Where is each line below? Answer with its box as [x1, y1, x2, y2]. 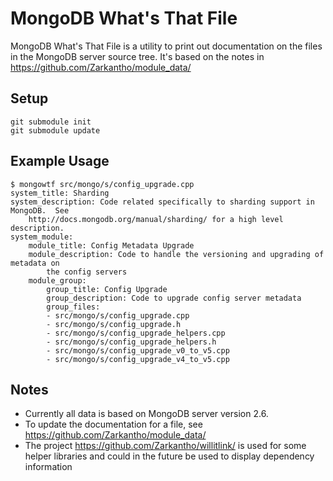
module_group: [28, 275, 87, 286]
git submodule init [10, 117, 92, 127]
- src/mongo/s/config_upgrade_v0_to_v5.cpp [46, 345, 230, 356]
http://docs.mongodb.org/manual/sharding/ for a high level [28, 214, 284, 224]
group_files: [46, 302, 101, 312]
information [24, 461, 73, 473]
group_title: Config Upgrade [46, 284, 168, 294]
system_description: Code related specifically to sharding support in [10, 197, 315, 207]
